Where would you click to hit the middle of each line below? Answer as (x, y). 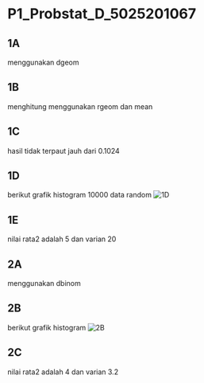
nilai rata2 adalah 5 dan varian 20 (62, 239)
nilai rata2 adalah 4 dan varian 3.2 (63, 372)
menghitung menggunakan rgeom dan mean (80, 106)
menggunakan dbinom (44, 283)
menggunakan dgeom (44, 62)
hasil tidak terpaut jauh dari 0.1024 (64, 150)
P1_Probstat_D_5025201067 (102, 14)
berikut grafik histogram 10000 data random (80, 195)
